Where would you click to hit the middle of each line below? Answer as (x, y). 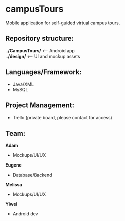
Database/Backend (32, 175)
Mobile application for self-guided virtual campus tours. (63, 23)
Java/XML (23, 84)
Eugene (13, 165)
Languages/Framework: (43, 72)
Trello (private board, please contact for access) (62, 118)
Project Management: (40, 105)
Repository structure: (40, 39)
